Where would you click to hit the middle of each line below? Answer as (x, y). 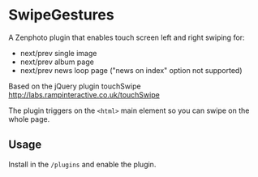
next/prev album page (57, 62)
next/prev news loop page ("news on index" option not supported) (131, 70)
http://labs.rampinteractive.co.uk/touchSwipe (84, 94)
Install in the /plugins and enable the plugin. (82, 164)
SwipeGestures (62, 15)
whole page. (29, 119)
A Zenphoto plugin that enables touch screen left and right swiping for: (127, 37)
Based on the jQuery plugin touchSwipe (75, 86)
